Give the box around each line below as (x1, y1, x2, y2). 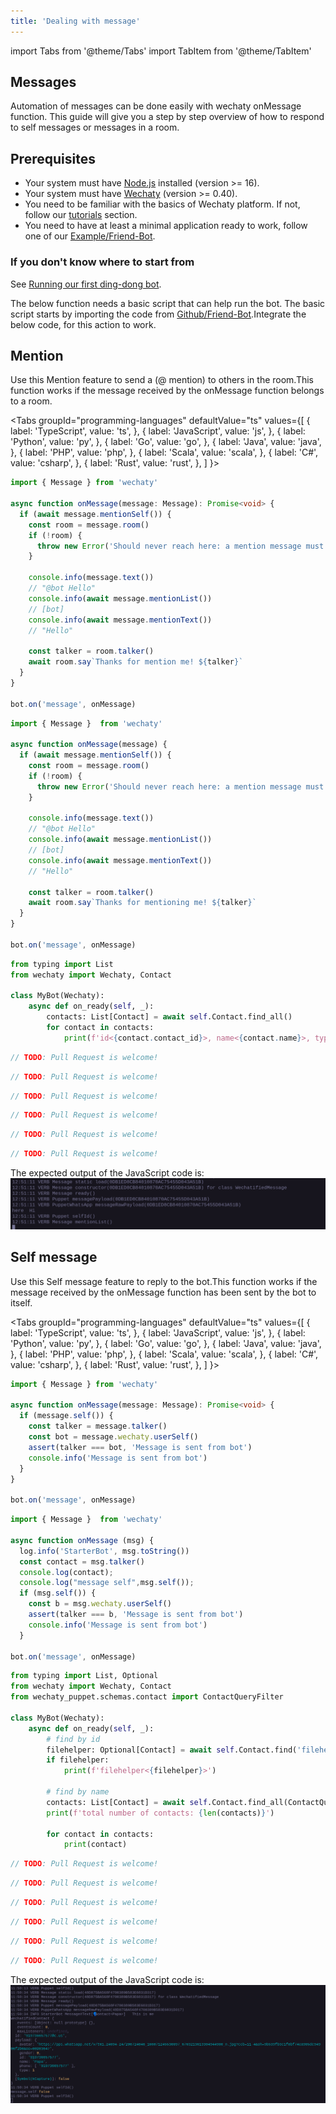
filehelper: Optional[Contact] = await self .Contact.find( (46, 1745, 298, 1755)
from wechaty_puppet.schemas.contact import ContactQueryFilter (10, 1692, 284, 1702)
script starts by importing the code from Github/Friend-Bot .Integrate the (10, 308, 307, 320)
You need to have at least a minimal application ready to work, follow (24, 220, 308, 232)
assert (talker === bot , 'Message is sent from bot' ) (28, 1442, 253, 1452)
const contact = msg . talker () (19, 1556, 145, 1567)
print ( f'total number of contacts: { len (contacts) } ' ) (46, 1808, 275, 1818)
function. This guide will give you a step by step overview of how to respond (10, 111, 325, 123)
